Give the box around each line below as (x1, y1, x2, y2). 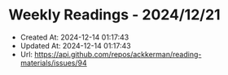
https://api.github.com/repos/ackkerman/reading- (34, 49, 202, 59)
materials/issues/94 (20, 58, 87, 68)
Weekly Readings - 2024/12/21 (8, 6, 221, 24)
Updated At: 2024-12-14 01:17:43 (20, 40, 132, 50)
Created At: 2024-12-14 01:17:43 (20, 32, 129, 42)
